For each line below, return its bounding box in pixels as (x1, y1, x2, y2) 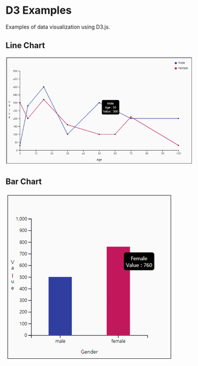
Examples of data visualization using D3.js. (5, 23, 111, 30)
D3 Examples (5, 4, 72, 17)
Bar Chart (5, 176, 42, 186)
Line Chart (5, 40, 45, 51)
